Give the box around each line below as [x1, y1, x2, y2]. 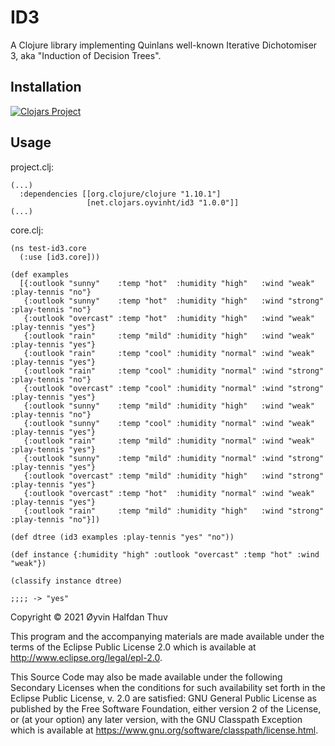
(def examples [10, 269, 70, 280]
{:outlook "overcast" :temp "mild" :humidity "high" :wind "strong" [23, 471, 325, 481]
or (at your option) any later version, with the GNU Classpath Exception [10, 713, 303, 725]
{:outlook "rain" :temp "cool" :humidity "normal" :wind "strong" [23, 366, 325, 376]
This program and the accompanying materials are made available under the [10, 630, 325, 642]
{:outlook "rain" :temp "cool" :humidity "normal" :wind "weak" [23, 348, 315, 358]
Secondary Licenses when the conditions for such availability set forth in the [10, 681, 326, 693]
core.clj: [10, 224, 44, 236]
